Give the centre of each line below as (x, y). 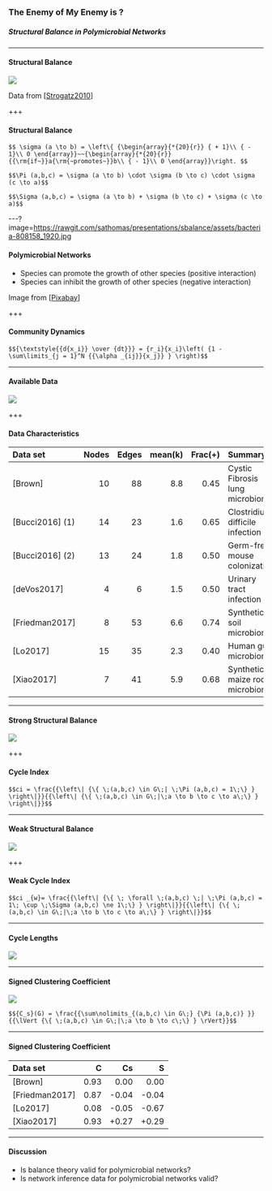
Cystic (240, 468)
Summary (247, 455)
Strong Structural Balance (53, 720)
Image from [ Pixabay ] (45, 297)
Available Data (33, 382)
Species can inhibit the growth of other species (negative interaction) (136, 282)
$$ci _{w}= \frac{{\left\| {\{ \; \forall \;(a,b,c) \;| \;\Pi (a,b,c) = (136, 898)
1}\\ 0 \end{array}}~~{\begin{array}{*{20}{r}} (90, 154)
